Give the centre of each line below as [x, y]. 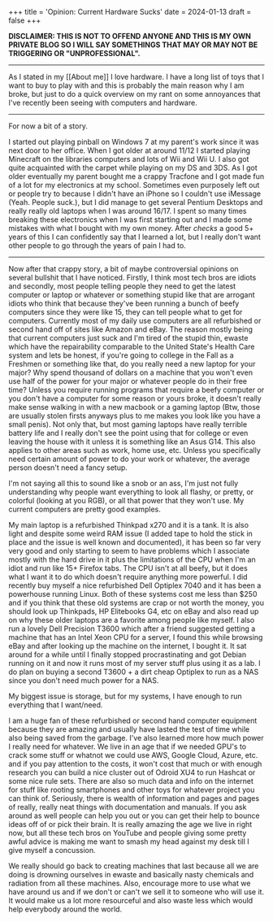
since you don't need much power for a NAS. [84, 681]
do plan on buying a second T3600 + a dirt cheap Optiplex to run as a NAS [134, 672]
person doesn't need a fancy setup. [68, 468]
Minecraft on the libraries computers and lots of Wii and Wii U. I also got [129, 159]
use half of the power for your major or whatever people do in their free [128, 381]
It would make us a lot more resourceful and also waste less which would [131, 900]
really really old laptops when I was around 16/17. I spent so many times [128, 211]
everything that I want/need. [56, 705]
